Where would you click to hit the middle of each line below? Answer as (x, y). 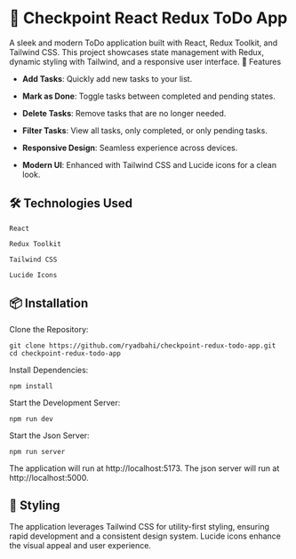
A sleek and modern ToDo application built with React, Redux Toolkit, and (144, 43)
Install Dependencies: (49, 370)
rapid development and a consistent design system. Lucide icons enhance (145, 536)
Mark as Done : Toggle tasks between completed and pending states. (148, 96)
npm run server (37, 451)
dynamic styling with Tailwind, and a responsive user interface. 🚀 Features (145, 61)
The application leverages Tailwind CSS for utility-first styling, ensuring (139, 527)
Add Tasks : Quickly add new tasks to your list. (107, 78)
